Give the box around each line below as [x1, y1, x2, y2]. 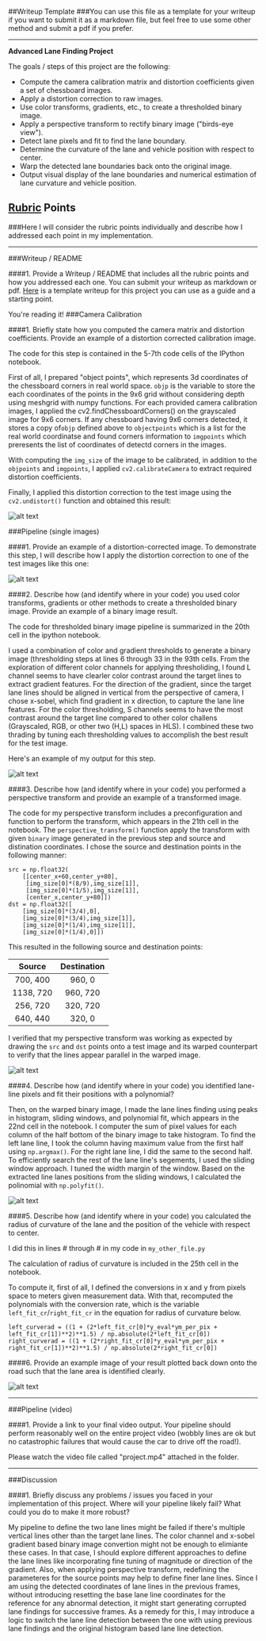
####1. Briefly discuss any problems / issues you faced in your [8, 1490, 214, 1500]
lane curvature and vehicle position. [19, 178, 137, 187]
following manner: [8, 850, 67, 860]
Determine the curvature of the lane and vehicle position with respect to [19, 144, 255, 154]
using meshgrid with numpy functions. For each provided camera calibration [8, 397, 257, 407]
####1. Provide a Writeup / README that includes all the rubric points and [8, 269, 249, 278]
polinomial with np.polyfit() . [8, 1180, 104, 1190]
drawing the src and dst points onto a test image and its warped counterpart [8, 1041, 258, 1051]
